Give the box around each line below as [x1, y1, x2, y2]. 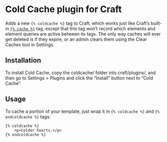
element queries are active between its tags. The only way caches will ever [5, 31, 161, 37]
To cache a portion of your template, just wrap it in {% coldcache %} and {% [5, 108, 160, 114]
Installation [5, 56, 41, 65]
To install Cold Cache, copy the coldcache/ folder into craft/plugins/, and [5, 69, 156, 76]
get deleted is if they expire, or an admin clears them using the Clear [5, 36, 147, 42]
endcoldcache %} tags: [5, 113, 51, 119]
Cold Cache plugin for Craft [5, 4, 122, 15]
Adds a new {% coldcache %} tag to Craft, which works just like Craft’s [5, 20, 150, 26]
